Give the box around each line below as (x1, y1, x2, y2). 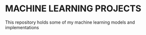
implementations (5, 24, 40, 30)
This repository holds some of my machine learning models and (5, 19, 135, 25)
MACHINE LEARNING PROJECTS (5, 3, 142, 14)
